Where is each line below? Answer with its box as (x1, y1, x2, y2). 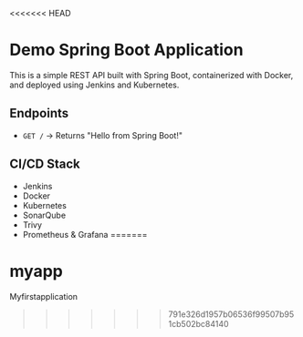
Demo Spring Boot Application (9, 40, 244, 60)
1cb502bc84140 (168, 318, 230, 329)
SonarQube (22, 209, 67, 220)
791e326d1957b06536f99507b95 (168, 309, 295, 320)
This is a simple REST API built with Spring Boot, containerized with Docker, (9, 69, 294, 80)
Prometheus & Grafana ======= (22, 229, 148, 240)
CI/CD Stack (9, 157, 80, 172)
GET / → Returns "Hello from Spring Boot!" (22, 129, 183, 140)
